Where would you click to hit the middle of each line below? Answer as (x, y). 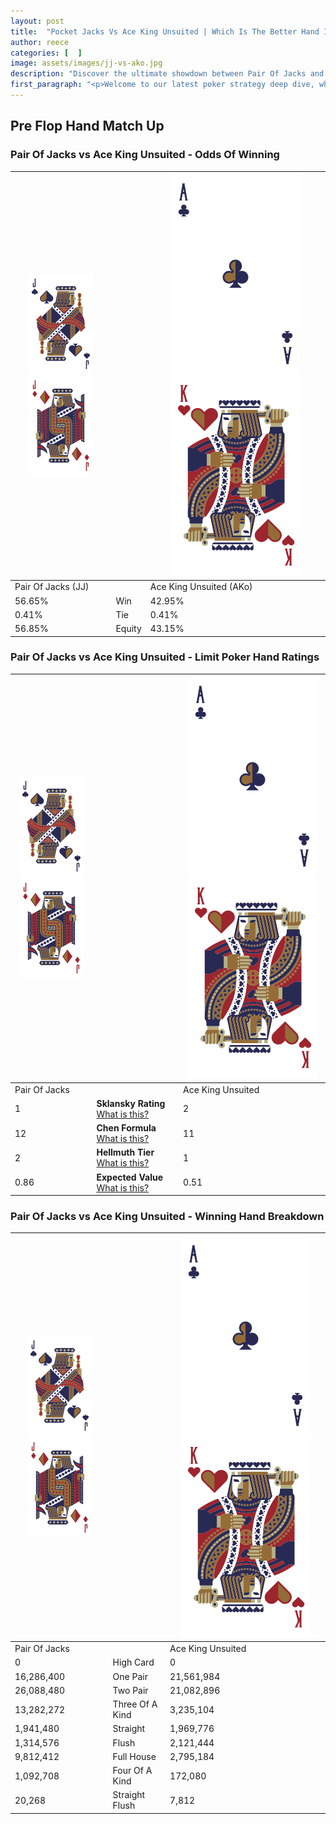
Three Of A (135, 1704)
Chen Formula (126, 1128)
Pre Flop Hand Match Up (87, 126)
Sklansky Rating (131, 1103)
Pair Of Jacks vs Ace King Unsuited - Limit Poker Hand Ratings (165, 657)
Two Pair (130, 1690)
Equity (128, 629)
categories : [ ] (46, 53)
